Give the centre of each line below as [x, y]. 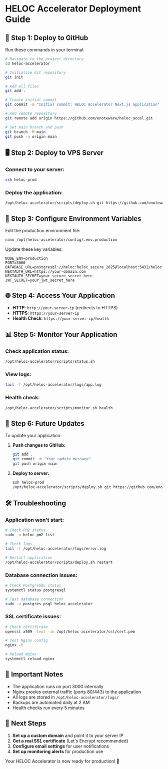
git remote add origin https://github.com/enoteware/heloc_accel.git [79, 118]
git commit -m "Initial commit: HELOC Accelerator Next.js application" [82, 105]
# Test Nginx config [27, 641]
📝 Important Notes [34, 674]
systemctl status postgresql [35, 590]
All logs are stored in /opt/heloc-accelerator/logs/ [65, 697]
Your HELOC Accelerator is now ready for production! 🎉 [62, 761]
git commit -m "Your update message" [52, 459]
